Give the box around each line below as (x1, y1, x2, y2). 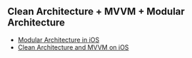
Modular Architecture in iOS (17, 35, 100, 44)
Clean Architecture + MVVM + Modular (7, 6, 186, 18)
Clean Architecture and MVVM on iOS (17, 42, 129, 52)
